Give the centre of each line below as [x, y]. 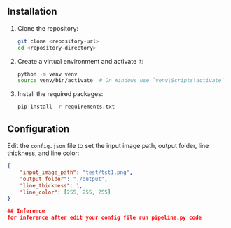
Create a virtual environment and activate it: [80, 61]
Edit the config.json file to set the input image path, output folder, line [108, 146]
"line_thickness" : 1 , [51, 185]
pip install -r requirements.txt [66, 107]
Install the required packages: [60, 94]
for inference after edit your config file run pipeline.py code [105, 218]
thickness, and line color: [43, 153]
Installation [32, 12]
